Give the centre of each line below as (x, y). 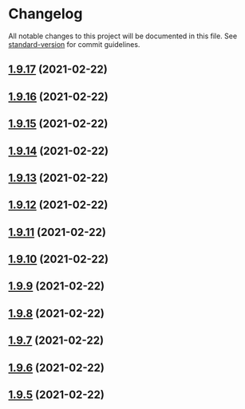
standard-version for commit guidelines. (74, 44)
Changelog (45, 14)
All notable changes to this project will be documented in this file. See (123, 36)
